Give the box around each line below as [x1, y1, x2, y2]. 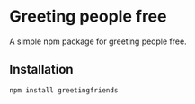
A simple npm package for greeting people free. [9, 36, 187, 47]
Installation [9, 62, 74, 77]
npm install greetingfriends [9, 85, 119, 95]
